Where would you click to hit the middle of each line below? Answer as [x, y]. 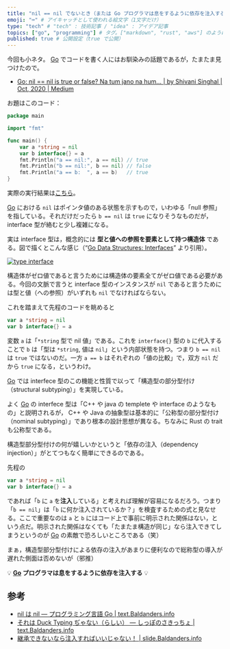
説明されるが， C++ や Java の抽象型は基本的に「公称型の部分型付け [122, 413]
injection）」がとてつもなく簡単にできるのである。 [77, 452]
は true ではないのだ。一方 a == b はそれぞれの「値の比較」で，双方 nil [109, 358]
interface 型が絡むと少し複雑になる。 [60, 224]
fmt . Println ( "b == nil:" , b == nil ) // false [86, 166]
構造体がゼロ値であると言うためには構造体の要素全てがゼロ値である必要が [112, 275]
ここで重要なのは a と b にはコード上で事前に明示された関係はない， [115, 517]
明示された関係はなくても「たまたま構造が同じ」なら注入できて [126, 526]
